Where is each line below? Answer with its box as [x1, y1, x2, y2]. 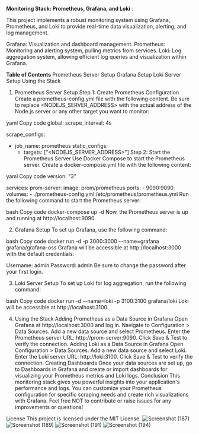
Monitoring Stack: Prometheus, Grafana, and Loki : [6, 5, 133, 12]
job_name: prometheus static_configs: [14, 142, 108, 149]
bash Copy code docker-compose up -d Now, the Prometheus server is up [6, 208, 188, 216]
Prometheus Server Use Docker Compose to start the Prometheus [23, 155, 185, 162]
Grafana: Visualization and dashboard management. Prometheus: [6, 41, 166, 47]
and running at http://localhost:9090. [6, 215, 96, 221]
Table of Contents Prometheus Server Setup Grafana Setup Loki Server [6, 71, 182, 78]
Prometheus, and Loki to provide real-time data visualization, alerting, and [6, 23, 187, 30]
